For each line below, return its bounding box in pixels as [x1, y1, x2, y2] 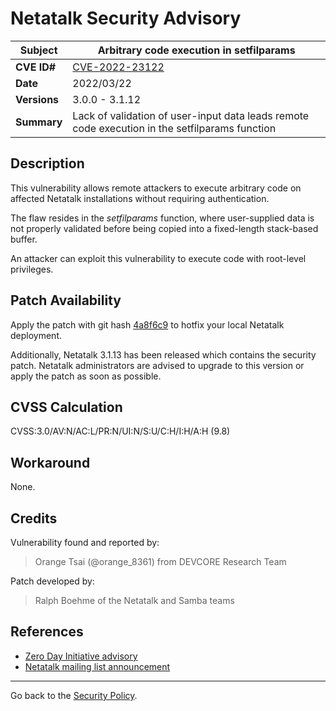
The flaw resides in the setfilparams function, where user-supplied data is [10, 212, 315, 224]
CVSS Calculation [10, 398, 123, 416]
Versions [15, 92, 60, 106]
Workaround [10, 454, 91, 471]
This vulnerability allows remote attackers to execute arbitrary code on [10, 182, 302, 194]
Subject [19, 43, 58, 57]
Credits [10, 510, 58, 527]
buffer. [10, 233, 38, 245]
